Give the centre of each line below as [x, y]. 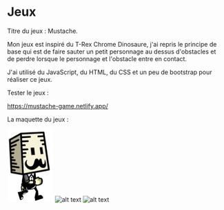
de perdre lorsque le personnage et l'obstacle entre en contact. [97, 58]
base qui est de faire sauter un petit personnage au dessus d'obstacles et [112, 51]
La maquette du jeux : [38, 119]
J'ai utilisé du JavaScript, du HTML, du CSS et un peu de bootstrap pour [110, 72]
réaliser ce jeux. [30, 79]
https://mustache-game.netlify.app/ [58, 106]
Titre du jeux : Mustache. [42, 31]
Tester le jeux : [28, 93]
